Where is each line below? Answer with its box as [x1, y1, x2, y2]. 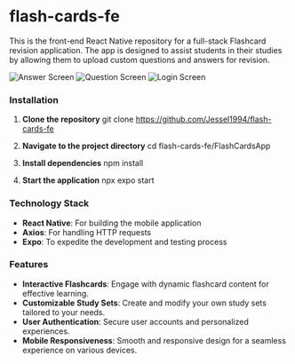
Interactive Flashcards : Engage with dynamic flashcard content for [21, 278, 269, 289]
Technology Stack [9, 197, 90, 210]
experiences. [21, 326, 70, 336]
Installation [9, 93, 60, 106]
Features [9, 258, 49, 271]
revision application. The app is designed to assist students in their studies [9, 44, 283, 55]
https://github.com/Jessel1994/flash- [135, 114, 272, 125]
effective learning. [21, 288, 89, 298]
